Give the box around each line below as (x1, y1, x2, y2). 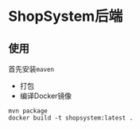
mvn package (8, 107, 48, 115)
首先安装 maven (8, 65, 54, 73)
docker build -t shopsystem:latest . (8, 114, 134, 122)
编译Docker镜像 (19, 91, 72, 100)
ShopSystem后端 (8, 7, 123, 26)
